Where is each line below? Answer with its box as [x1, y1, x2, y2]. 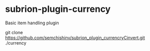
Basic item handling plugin [5, 20, 59, 26]
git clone [5, 29, 23, 35]
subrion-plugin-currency [5, 3, 111, 15]
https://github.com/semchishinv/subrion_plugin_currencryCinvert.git [5, 35, 145, 41]
